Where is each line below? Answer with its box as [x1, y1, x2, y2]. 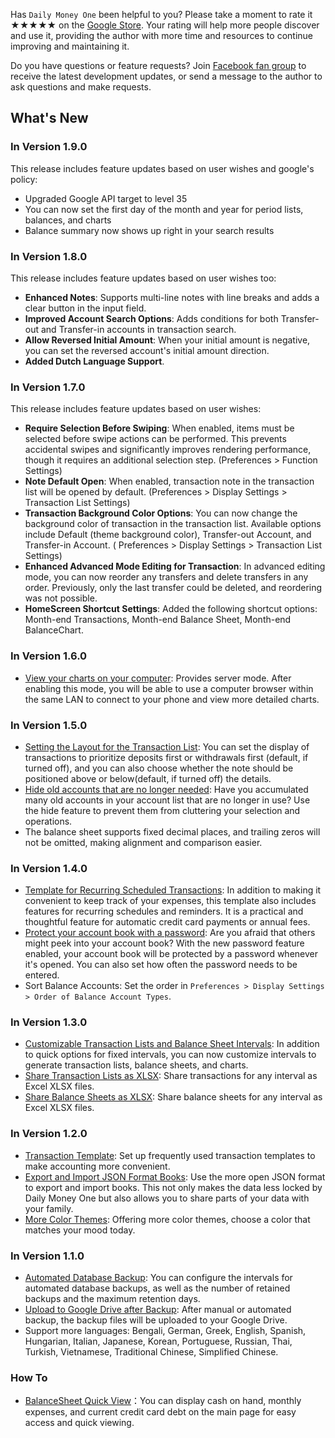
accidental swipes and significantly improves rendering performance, [24, 444, 312, 456]
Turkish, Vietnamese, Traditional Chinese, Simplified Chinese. [24, 1346, 279, 1358]
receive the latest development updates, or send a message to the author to [10, 70, 323, 82]
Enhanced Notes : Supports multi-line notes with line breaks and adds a [24, 291, 320, 303]
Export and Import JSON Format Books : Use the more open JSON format [24, 1170, 326, 1183]
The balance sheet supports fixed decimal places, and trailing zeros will [24, 825, 321, 838]
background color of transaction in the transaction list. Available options [24, 518, 322, 530]
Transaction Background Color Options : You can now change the [24, 507, 298, 519]
